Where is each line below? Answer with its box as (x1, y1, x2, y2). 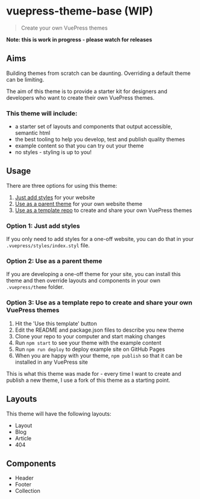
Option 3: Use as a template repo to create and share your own (6, 298, 193, 307)
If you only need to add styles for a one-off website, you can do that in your (6, 236, 194, 243)
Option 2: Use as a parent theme (6, 257, 102, 265)
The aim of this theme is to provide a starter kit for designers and (6, 88, 167, 95)
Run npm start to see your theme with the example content (14, 339, 161, 346)
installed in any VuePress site (14, 358, 89, 365)
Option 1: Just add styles (6, 222, 80, 230)
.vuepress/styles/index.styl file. (6, 242, 90, 249)
